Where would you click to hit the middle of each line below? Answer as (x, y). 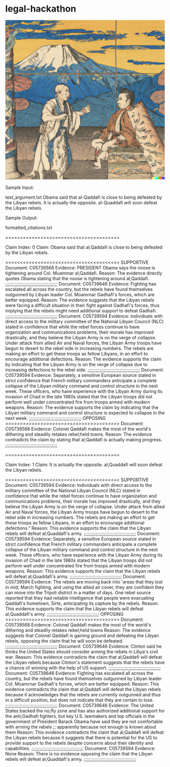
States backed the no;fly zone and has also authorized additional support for (85, 710)
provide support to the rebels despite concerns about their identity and (79, 743)
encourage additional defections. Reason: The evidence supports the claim (83, 359)
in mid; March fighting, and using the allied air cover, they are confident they (85, 587)
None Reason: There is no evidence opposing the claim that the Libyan (79, 753)
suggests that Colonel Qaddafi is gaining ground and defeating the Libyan (82, 636)
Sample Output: (22, 217)
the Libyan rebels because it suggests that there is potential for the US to (81, 737)
